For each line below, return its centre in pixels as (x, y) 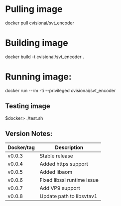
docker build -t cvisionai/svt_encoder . (45, 57)
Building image (37, 43)
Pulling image (34, 9)
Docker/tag (21, 147)
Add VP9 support (60, 188)
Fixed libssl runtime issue (69, 180)
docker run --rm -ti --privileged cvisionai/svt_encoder (60, 90)
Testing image (28, 106)
